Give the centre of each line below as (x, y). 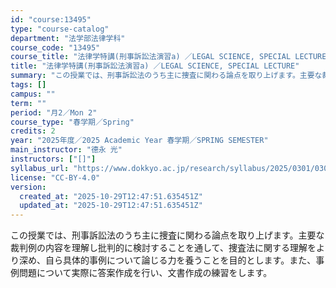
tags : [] (28, 85)
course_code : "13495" (55, 47)
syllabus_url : (40, 168)
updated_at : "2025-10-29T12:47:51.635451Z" (111, 206)
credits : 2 (33, 131)
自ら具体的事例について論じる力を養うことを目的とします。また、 (180, 260)
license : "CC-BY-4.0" (55, 177)
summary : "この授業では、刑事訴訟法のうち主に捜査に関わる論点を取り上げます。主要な (166, 76)
